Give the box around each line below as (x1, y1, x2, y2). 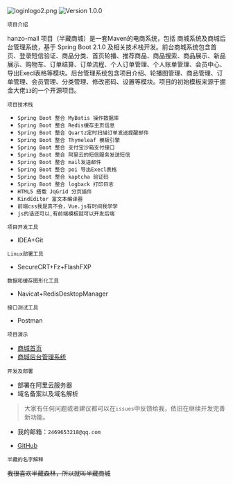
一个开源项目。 (37, 87, 81, 94)
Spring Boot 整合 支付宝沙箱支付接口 (17, 144, 115, 151)
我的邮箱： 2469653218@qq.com (17, 428, 101, 436)
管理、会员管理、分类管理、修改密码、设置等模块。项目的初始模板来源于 (12, 78, 220, 86)
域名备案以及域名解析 (17, 390, 78, 397)
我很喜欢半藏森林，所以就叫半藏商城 (7, 469, 111, 477)
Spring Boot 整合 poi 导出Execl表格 (17, 166, 117, 173)
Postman (17, 316, 43, 325)
